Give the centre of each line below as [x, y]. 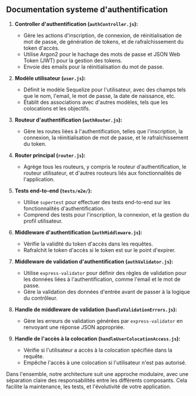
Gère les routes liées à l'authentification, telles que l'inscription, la [103, 131]
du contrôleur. [40, 298]
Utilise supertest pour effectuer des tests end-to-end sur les [97, 202]
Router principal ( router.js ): [50, 155]
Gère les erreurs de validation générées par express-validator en [103, 320]
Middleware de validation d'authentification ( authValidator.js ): [94, 261]
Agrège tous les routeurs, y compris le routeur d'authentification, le [105, 166]
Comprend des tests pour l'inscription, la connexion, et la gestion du [106, 214]
